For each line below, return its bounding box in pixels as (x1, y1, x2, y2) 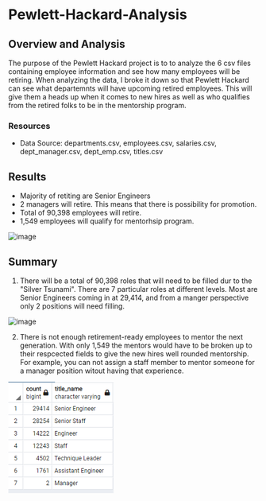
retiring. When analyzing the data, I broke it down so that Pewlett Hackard (8, 76, 250, 84)
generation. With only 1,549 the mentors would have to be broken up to (19, 340, 253, 350)
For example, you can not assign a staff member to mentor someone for (19, 357, 256, 367)
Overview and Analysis (8, 37, 125, 51)
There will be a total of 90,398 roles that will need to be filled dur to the (19, 276, 253, 285)
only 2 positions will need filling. (19, 301, 125, 311)
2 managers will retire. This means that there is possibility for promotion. (19, 200, 257, 209)
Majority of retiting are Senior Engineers (19, 191, 151, 200)
